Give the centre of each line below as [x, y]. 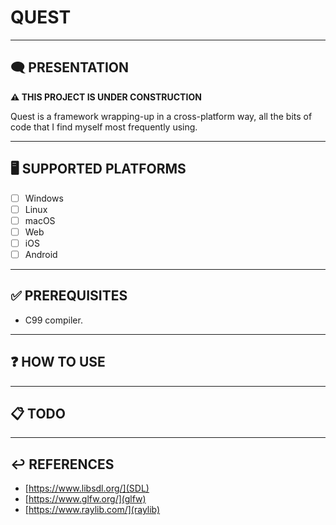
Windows [44, 198]
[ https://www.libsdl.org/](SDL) [87, 488]
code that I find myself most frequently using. [104, 127]
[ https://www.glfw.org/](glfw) [85, 499]
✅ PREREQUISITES [69, 296]
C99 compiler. [53, 320]
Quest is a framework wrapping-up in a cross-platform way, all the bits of [161, 116]
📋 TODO [38, 413]
